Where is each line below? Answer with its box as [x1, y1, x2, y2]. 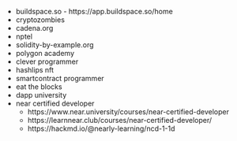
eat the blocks [15, 82, 62, 91]
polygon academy [15, 49, 75, 58]
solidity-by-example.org [15, 40, 94, 50]
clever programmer [15, 57, 79, 66]
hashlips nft [15, 65, 54, 74]
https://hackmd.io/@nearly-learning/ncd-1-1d [27, 124, 175, 133]
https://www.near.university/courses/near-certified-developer [27, 107, 229, 117]
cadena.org [15, 24, 54, 32]
